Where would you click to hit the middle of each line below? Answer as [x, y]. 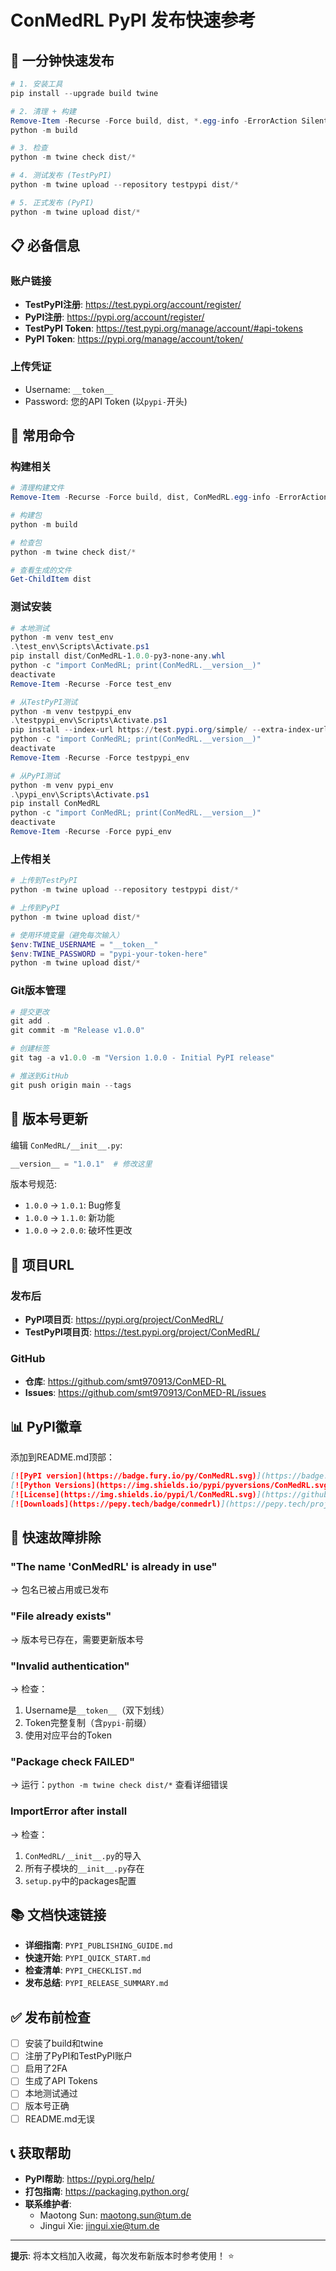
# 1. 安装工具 [36, 84]
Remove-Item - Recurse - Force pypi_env [91, 832]
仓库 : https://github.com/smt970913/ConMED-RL [125, 1382]
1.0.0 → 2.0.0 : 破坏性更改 [78, 1230]
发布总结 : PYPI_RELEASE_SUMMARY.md [96, 1983]
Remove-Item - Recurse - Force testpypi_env [100, 757]
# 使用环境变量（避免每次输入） [67, 935]
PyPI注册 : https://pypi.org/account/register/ [114, 317]
